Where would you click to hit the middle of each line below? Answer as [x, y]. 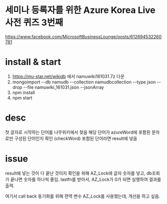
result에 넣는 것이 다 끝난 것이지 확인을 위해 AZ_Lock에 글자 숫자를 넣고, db [79, 173]
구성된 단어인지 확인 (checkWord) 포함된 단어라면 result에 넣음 [76, 138]
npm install [24, 92]
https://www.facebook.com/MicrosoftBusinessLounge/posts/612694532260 [83, 36]
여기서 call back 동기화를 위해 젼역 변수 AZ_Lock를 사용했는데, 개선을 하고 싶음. [83, 196]
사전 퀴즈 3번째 [34, 23]
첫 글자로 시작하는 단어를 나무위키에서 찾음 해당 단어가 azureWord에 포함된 [78, 132]
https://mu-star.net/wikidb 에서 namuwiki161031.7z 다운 [68, 76]
